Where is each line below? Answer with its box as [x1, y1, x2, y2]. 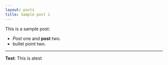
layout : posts [5, 7, 35, 12]
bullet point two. [12, 40, 46, 46]
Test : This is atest [5, 55, 42, 61]
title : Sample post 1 [5, 12, 50, 17]
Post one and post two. [12, 35, 61, 41]
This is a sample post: [5, 25, 50, 31]
